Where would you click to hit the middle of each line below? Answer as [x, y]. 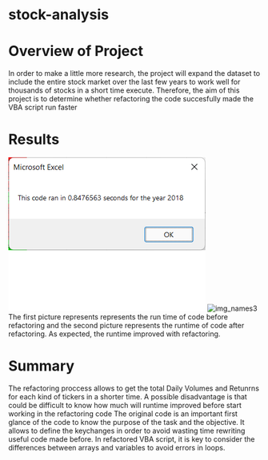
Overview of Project [76, 52]
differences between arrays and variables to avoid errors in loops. [117, 448]
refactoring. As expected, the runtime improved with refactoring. [114, 334]
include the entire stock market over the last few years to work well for [124, 82]
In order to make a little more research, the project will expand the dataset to [134, 73]
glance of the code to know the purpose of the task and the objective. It [127, 422]
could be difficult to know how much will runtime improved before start [125, 405]
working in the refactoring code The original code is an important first [123, 414]
